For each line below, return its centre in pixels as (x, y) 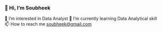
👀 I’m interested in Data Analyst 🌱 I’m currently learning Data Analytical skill (81, 19)
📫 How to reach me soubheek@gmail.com (48, 24)
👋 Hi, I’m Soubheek (28, 8)
